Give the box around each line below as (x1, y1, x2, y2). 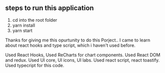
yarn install (12, 22, 35, 28)
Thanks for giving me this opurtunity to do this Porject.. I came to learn (5, 37, 151, 43)
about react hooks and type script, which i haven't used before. (5, 42, 136, 48)
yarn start (12, 27, 33, 34)
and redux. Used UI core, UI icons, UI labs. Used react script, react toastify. (5, 57, 160, 63)
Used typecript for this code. (5, 62, 64, 68)
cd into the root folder (12, 17, 57, 23)
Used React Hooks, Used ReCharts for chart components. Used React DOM (5, 52, 161, 58)
